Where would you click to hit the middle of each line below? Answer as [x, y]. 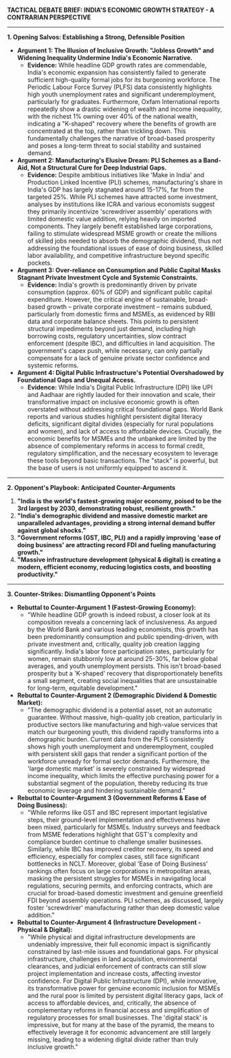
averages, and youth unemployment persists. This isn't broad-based [124, 666]
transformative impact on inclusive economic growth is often [113, 402]
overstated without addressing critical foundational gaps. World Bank [125, 409]
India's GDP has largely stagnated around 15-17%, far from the [115, 190]
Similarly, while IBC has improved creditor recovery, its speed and [120, 849]
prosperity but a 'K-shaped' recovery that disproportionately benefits [125, 673]
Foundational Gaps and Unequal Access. [76, 380]
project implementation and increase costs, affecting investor [114, 974]
